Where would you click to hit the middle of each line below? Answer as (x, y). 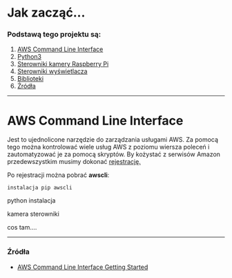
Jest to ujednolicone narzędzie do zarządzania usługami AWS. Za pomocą (113, 140)
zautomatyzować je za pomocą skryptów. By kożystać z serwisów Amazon (114, 154)
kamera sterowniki (33, 214)
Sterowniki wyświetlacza (52, 71)
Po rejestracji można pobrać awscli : (58, 175)
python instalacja (31, 201)
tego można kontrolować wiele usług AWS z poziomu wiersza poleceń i (108, 147)
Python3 (29, 57)
